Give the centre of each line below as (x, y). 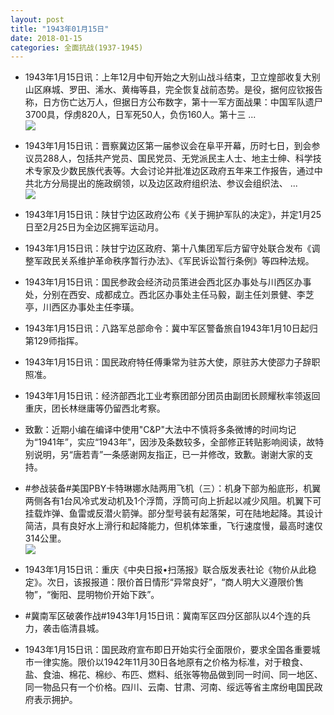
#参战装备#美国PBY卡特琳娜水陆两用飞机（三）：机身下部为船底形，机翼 (173, 488)
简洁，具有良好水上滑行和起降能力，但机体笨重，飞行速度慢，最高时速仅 (173, 526)
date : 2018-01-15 (46, 38)
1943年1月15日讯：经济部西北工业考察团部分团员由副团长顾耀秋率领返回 (172, 396)
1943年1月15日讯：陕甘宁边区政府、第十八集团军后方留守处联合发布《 (168, 248)
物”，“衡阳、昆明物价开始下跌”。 (92, 595)
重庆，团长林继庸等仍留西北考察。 (95, 408)
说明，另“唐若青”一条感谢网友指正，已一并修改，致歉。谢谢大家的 (169, 455)
